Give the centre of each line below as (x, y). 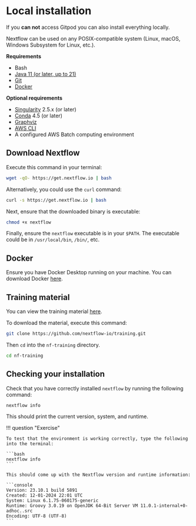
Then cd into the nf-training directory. (53, 345)
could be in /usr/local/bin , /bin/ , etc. (53, 239)
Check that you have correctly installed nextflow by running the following (95, 388)
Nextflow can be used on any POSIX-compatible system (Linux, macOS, (93, 38)
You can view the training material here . (54, 311)
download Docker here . (34, 279)
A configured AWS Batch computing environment (74, 134)
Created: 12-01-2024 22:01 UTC (44, 496)
